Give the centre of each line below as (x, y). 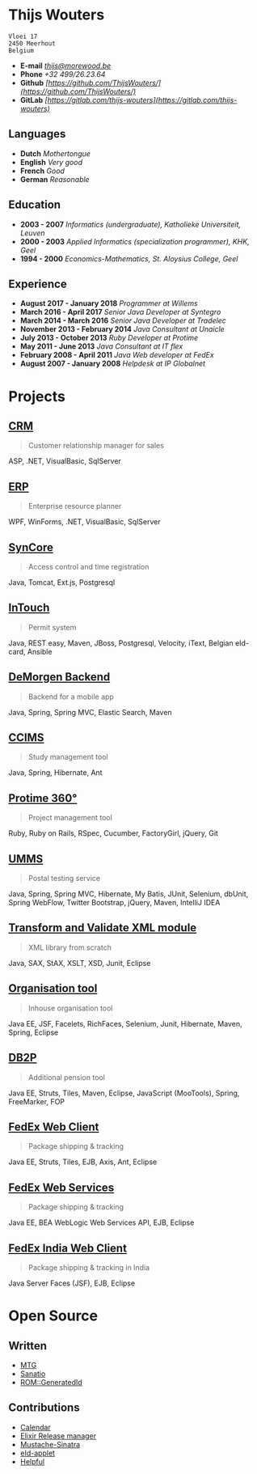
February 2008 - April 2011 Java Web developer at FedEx (117, 355)
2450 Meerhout (32, 43)
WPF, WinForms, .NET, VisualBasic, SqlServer (84, 522)
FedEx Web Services (61, 1187)
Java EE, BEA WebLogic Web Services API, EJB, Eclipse (101, 1222)
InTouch (29, 608)
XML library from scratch (70, 947)
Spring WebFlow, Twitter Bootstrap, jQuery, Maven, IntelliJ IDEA (114, 903)
